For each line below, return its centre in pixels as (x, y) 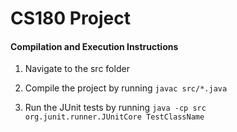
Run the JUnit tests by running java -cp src (115, 108)
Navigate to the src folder (77, 69)
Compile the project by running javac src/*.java (126, 88)
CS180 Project (70, 18)
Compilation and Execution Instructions (94, 46)
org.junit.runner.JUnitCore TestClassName (114, 117)
